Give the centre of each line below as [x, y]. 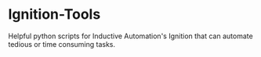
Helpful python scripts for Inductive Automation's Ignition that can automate [130, 36]
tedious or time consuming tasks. [62, 44]
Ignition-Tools [54, 14]
